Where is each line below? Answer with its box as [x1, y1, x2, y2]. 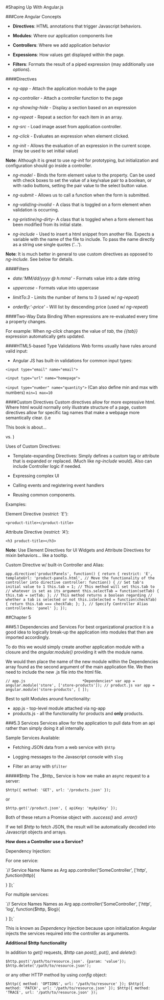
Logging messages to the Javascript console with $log [12, 754, 123, 760]
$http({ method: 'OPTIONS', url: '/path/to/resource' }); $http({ [5, 981, 144, 986]
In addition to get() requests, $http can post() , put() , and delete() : [5, 949, 137, 955]
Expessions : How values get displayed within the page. [12, 52, 125, 57]
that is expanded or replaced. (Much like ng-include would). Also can [12, 458, 152, 464]
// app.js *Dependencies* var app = [5, 679, 135, 684]
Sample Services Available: [5, 735, 60, 741]
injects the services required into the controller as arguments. [5, 931, 130, 936]
